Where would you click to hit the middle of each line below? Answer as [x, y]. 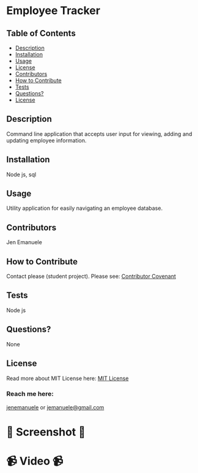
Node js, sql [21, 174]
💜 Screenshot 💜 [46, 432]
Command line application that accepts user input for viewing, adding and [99, 134]
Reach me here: [30, 394]
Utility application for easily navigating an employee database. [85, 208]
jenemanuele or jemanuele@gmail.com [55, 407]
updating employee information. [46, 140]
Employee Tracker [53, 11]
